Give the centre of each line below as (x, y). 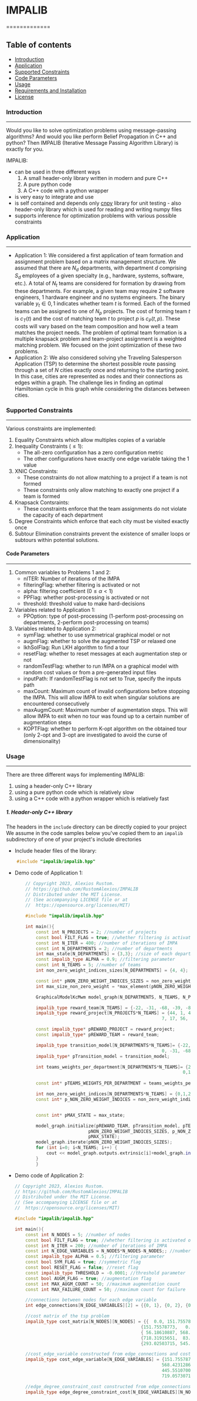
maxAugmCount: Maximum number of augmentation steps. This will (105, 710)
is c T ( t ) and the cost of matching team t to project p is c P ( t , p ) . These (97, 320)
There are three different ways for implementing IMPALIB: (76, 774)
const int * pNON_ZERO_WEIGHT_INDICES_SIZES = (92, 981)
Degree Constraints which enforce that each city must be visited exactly (102, 521)
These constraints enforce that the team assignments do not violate (105, 509)
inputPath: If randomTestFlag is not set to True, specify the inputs (102, 678)
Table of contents (39, 45)
